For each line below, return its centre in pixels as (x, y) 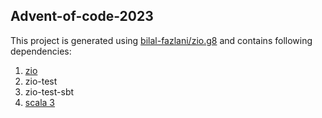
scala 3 (40, 102)
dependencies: (41, 51)
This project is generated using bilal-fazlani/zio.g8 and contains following (161, 40)
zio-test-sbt (49, 91)
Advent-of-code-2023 (82, 16)
